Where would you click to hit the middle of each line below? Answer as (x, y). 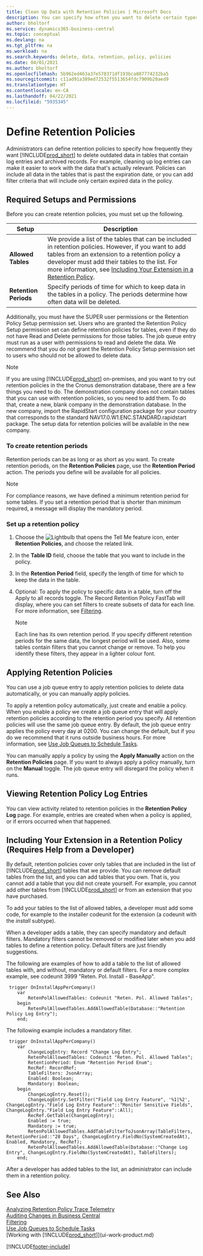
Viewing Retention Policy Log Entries (77, 794)
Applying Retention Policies (60, 673)
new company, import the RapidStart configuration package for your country (101, 411)
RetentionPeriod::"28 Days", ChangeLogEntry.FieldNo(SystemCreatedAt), (98, 1137)
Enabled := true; (50, 1121)
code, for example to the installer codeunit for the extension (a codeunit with (101, 914)
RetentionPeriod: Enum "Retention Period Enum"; (90, 1063)
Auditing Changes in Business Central (53, 1215)
